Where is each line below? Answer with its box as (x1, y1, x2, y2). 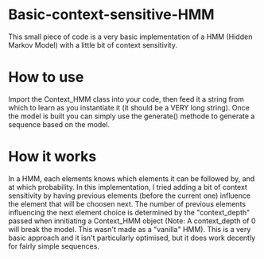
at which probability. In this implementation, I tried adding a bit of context (8, 182, 248, 191)
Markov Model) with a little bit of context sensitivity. (8, 40, 177, 49)
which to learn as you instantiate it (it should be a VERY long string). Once (8, 102, 250, 112)
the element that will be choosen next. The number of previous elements (8, 199, 247, 208)
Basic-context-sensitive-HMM (8, 6, 215, 24)
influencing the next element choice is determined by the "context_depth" (8, 207, 250, 217)
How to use (8, 68, 84, 87)
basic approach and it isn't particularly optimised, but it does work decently (8, 233, 256, 242)
